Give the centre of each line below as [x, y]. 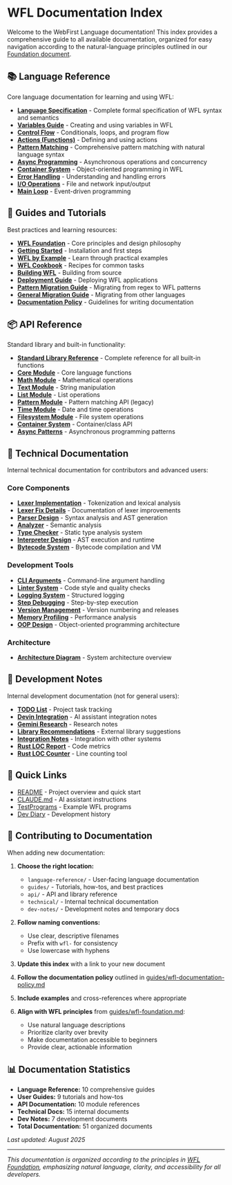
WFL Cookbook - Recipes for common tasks [81, 265]
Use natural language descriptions [76, 1025]
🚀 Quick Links [37, 775]
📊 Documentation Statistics [69, 1069]
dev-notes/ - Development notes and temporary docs [103, 909]
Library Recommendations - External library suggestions [99, 731]
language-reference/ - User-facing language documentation [113, 879]
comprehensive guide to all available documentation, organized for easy [110, 39]
